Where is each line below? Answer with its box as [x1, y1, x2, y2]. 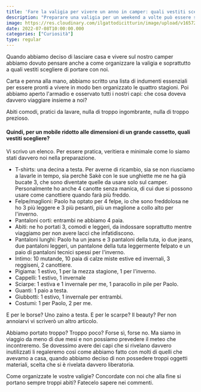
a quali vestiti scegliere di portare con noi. [6, 66, 109, 73]
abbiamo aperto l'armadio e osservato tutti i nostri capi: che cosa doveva [6, 91, 187, 97]
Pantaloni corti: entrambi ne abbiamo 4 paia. [14, 217, 124, 224]
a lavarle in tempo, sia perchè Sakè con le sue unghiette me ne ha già [14, 172, 187, 180]
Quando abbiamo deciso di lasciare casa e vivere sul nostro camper [6, 53, 173, 60]
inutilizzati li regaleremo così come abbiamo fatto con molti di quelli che [6, 348, 182, 355]
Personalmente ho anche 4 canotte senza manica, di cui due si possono [14, 185, 193, 192]
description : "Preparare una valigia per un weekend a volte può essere [6, 14, 191, 20]
